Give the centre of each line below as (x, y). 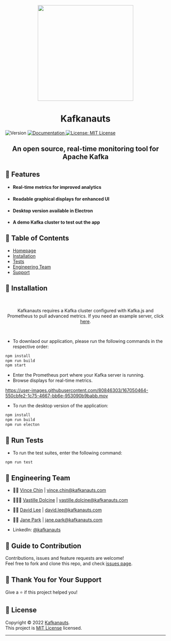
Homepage (24, 251)
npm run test (19, 462)
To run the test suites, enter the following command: (67, 453)
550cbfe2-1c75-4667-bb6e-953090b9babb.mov (57, 396)
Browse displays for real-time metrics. (53, 381)
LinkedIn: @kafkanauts (37, 530)
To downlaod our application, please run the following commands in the (88, 341)
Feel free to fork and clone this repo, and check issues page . (69, 563)
